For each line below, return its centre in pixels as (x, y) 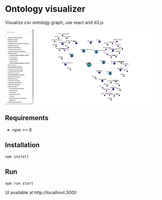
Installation (22, 145)
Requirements (27, 118)
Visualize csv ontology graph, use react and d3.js (54, 22)
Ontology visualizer (45, 9)
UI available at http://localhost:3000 (41, 193)
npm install (17, 157)
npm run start (19, 183)
